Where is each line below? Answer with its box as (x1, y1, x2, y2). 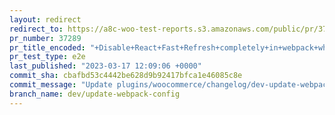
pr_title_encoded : (9, 42, 86, 53)
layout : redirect (9, 14, 82, 25)
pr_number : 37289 (9, 33, 82, 43)
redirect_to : (9, 24, 64, 34)
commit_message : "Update (9, 80, 113, 90)
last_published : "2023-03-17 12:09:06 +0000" (9, 61, 202, 71)
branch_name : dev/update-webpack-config (9, 89, 181, 99)
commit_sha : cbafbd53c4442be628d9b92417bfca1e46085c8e (9, 71, 243, 81)
